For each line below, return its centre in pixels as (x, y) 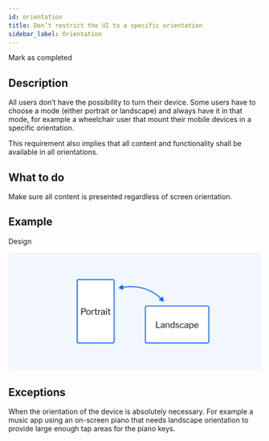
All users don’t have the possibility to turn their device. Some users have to (132, 102)
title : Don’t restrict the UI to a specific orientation (106, 25)
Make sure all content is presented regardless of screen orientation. (120, 196)
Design (20, 241)
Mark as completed (40, 58)
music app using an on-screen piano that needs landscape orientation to (128, 420)
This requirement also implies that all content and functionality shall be (125, 144)
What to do (37, 177)
